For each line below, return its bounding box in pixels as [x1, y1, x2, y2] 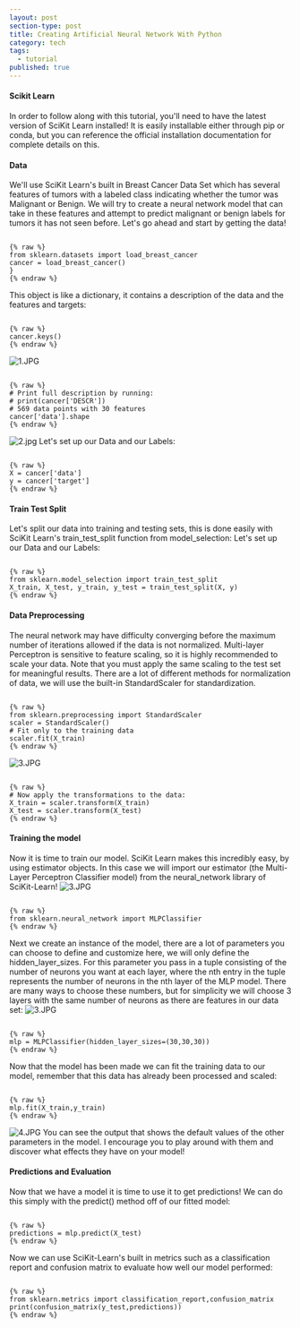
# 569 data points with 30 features [9, 405, 146, 414]
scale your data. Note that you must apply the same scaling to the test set [9, 658, 281, 669]
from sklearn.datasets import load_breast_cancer [9, 251, 199, 260]
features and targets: [9, 299, 87, 310]
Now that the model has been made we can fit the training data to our [9, 1060, 266, 1071]
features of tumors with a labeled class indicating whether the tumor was [9, 189, 279, 200]
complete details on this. [9, 140, 100, 150]
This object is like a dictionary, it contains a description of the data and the [9, 290, 284, 301]
